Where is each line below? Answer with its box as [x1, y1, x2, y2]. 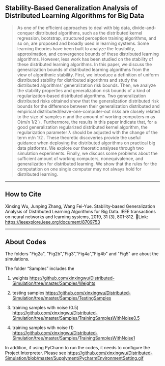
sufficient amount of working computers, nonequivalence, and [17, 155, 143, 162]
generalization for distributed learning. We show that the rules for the [17, 161, 157, 166]
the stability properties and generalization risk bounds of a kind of [17, 87, 151, 93]
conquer [17, 30, 34, 36]
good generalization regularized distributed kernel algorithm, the [17, 124, 148, 130]
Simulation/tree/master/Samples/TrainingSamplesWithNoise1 [12, 335, 135, 341]
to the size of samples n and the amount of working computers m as [17, 113, 156, 120]
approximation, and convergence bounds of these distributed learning [17, 51, 159, 57]
